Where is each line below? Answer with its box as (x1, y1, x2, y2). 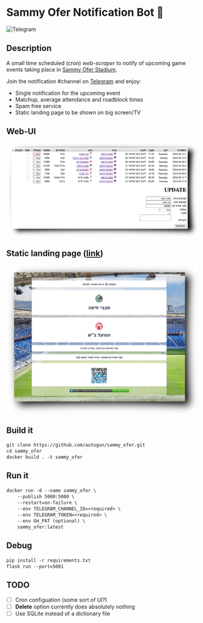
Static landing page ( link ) (6, 248, 103, 258)
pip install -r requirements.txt (6, 557, 91, 563)
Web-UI (6, 126, 36, 137)
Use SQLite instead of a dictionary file (15, 610, 111, 617)
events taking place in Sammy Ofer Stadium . (6, 66, 117, 73)
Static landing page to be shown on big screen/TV (15, 109, 141, 116)
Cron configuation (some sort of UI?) (15, 596, 108, 604)
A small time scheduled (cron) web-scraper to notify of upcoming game (6, 59, 187, 66)
